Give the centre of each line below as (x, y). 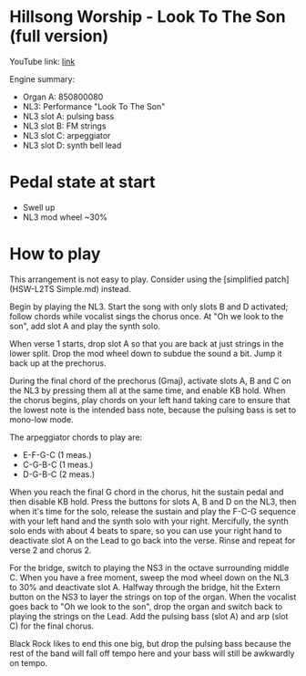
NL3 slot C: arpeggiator (66, 135)
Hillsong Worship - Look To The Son (148, 17)
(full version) (59, 36)
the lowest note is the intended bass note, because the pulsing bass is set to (153, 410)
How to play (55, 254)
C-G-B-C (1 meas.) (58, 464)
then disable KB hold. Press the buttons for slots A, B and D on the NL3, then (153, 501)
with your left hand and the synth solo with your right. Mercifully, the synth (149, 521)
